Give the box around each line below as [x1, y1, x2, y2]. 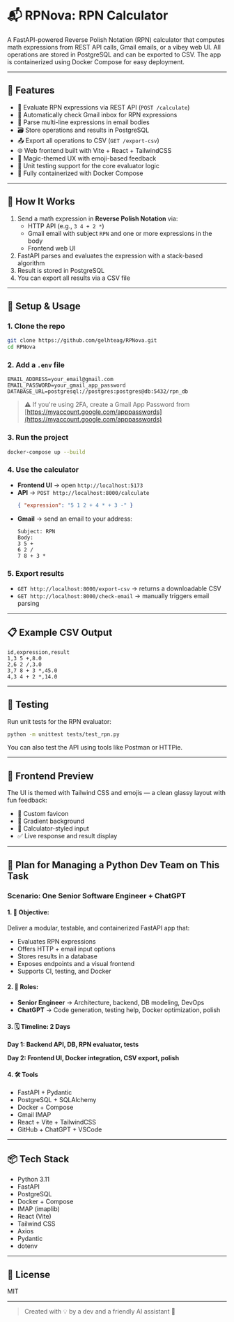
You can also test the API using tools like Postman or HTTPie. [7, 743, 183, 752]
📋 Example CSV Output [7, 627, 113, 639]
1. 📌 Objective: [7, 908, 50, 916]
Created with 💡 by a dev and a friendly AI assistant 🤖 [24, 1307, 175, 1315]
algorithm [17, 258, 45, 267]
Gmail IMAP [17, 1111, 52, 1119]
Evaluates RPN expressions [17, 937, 96, 945]
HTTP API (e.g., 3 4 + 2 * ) [27, 221, 104, 230]
